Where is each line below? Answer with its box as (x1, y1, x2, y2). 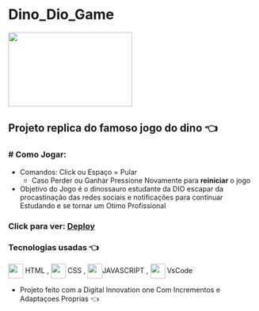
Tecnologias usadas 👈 (8, 242, 99, 253)
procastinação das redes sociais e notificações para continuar (19, 192, 223, 202)
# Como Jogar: (8, 149, 67, 160)
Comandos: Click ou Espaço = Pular (19, 167, 138, 176)
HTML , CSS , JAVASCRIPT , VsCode (25, 265, 193, 275)
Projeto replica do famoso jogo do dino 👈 (8, 121, 218, 135)
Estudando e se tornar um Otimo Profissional (19, 200, 166, 210)
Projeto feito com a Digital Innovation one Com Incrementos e (19, 285, 220, 294)
